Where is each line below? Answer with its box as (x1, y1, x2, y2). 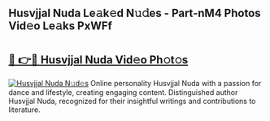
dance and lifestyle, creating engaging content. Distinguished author (8, 88, 238, 97)
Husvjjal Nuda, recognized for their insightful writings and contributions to (8, 97, 256, 106)
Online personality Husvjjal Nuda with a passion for (90, 79, 262, 88)
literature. (8, 105, 41, 115)
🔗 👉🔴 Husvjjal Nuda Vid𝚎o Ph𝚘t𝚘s (8, 53, 189, 67)
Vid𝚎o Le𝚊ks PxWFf (8, 19, 112, 33)
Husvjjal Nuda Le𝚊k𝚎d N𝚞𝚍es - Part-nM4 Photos (8, 6, 262, 20)
